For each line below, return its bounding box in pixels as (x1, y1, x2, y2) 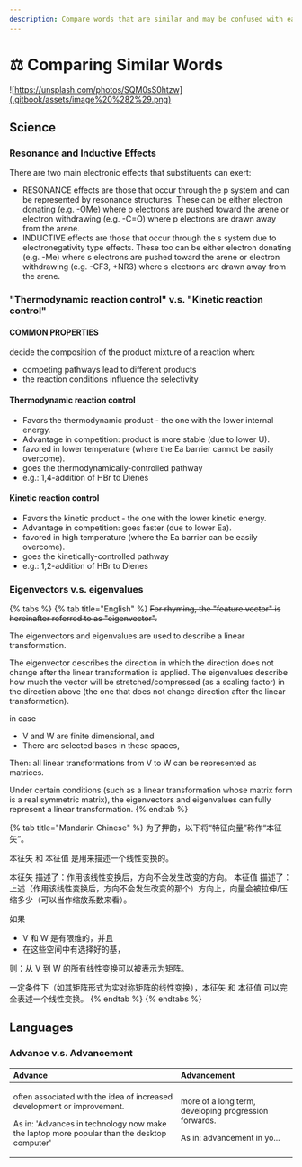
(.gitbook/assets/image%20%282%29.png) (9, 94, 172, 104)
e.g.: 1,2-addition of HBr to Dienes (22, 560, 148, 571)
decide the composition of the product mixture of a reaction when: (9, 347, 256, 357)
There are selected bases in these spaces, (22, 740, 180, 751)
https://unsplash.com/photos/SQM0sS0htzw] (14, 84, 182, 95)
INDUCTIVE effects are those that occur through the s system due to (22, 232, 277, 243)
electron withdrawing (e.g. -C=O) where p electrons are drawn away (22, 213, 277, 224)
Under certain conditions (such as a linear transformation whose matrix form (9, 784, 293, 796)
